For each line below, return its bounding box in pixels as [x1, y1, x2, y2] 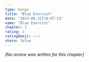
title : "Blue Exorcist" [5, 12, 53, 16]
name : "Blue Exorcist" [5, 20, 51, 25]
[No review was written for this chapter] [5, 51, 84, 57]
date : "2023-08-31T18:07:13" [5, 16, 64, 21]
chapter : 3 [5, 25, 27, 30]
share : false [5, 38, 31, 43]
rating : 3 [5, 29, 25, 34]
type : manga [5, 7, 29, 12]
